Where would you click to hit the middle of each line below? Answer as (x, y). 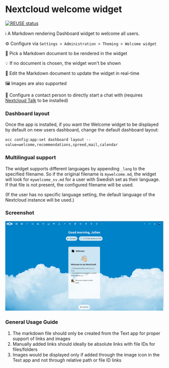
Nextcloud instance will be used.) (40, 200)
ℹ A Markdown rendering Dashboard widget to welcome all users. (72, 33)
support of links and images (41, 338)
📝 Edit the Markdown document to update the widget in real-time (72, 73)
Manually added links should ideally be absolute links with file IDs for (84, 344)
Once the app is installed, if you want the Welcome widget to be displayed (82, 124)
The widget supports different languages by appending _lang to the (75, 168)
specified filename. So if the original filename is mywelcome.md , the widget (81, 174)
